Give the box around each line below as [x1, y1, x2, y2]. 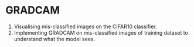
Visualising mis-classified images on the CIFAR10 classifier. [13, 23, 157, 30]
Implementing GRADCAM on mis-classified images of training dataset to [13, 29, 189, 36]
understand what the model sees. [13, 35, 95, 42]
